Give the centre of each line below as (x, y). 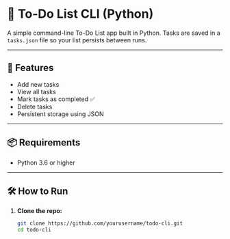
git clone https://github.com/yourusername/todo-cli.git (100, 224)
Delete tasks (35, 107)
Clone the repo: (40, 211)
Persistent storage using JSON (60, 114)
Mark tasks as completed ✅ (56, 99)
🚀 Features (30, 68)
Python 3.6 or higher (46, 163)
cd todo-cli (34, 230)
